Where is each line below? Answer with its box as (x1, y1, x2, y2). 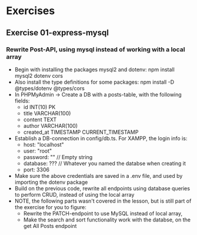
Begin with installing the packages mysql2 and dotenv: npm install (14, 66, 175, 73)
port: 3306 (23, 166, 50, 173)
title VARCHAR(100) (23, 110, 71, 117)
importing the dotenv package (14, 178, 88, 186)
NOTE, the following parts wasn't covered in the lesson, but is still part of (14, 197, 192, 204)
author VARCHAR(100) (23, 122, 78, 129)
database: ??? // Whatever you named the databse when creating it (23, 160, 186, 167)
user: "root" (23, 147, 52, 154)
